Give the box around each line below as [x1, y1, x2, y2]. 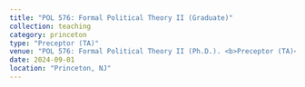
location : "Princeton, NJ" [9, 64, 112, 73]
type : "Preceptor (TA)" [9, 38, 100, 48]
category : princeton [9, 30, 88, 39]
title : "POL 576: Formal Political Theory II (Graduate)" [9, 13, 233, 23]
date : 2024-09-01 [9, 55, 75, 64]
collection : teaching [9, 22, 92, 31]
